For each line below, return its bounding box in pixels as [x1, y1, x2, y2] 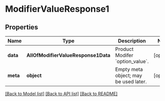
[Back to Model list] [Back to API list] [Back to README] [5, 91, 118, 97]
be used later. [115, 78, 147, 85]
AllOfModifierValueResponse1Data [26, 52, 110, 58]
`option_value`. [115, 58, 149, 65]
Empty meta [115, 66, 143, 73]
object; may [115, 72, 142, 79]
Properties [5, 23, 38, 31]
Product [115, 46, 134, 52]
